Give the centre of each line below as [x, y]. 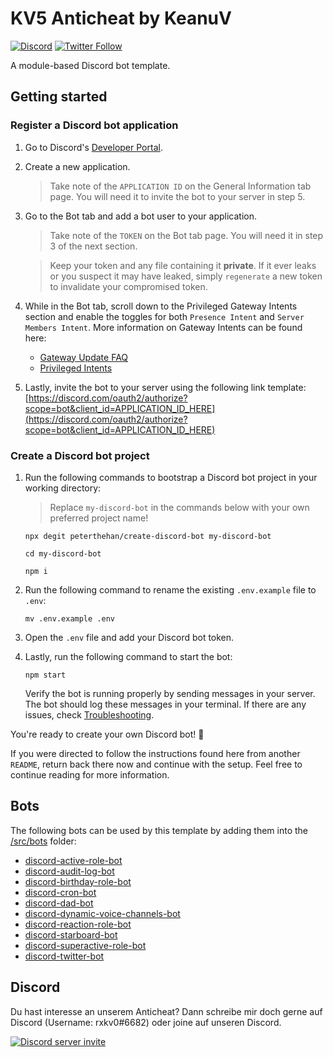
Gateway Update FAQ [84, 357]
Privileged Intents [76, 368]
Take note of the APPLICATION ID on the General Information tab [180, 186]
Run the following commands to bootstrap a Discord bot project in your [171, 477]
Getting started [59, 97]
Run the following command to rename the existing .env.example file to [170, 589]
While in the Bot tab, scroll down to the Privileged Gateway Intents [161, 306]
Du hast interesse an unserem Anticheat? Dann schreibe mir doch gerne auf [166, 1011]
